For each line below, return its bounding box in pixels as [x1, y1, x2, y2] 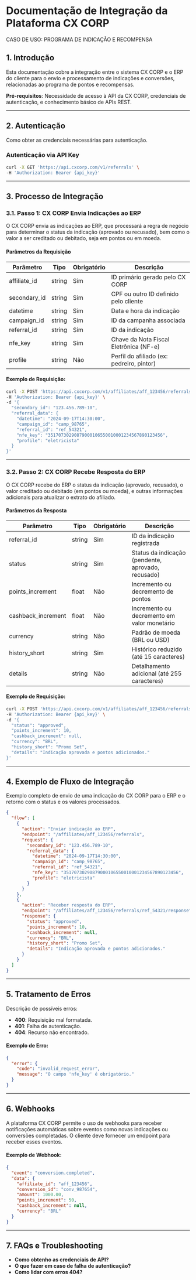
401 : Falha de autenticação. [14, 1022, 82, 1029]
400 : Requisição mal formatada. [14, 1016, 92, 1023]
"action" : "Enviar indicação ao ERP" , [21, 826, 116, 832]
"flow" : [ [11, 815, 35, 821]
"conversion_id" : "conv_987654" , [16, 1186, 98, 1192]
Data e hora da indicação [111, 306, 180, 314]
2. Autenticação [6, 121, 66, 131]
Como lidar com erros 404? [14, 1269, 83, 1276]
